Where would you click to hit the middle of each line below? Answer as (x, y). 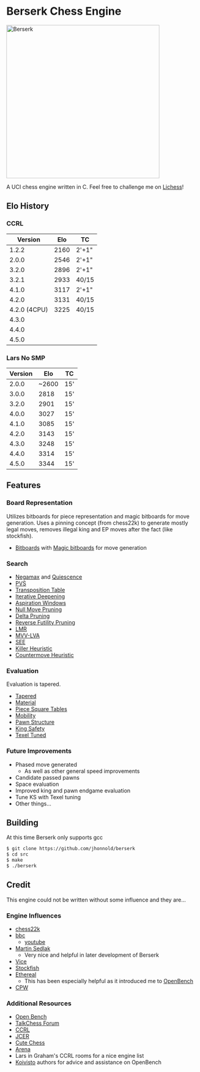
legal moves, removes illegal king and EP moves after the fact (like (90, 529)
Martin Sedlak (33, 948)
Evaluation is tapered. (34, 684)
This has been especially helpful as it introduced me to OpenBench (109, 981)
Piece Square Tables (41, 709)
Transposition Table (40, 590)
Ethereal (26, 974)
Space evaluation (37, 784)
